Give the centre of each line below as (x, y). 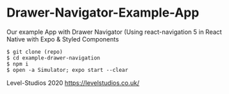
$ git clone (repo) (35, 52)
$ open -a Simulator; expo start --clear (68, 70)
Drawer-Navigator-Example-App (103, 13)
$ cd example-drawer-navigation (53, 58)
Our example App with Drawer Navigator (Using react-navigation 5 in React (114, 32)
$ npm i (18, 64)
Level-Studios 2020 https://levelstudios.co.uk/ (73, 83)
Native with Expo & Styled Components (63, 39)
